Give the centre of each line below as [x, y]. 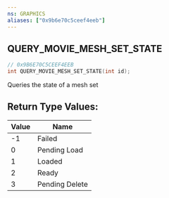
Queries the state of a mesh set [53, 85]
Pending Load [60, 150]
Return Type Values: [53, 107]
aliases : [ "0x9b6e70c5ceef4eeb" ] [56, 20]
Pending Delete [63, 184]
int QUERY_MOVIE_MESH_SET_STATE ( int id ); [69, 72]
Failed [48, 138]
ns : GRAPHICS [26, 14]
